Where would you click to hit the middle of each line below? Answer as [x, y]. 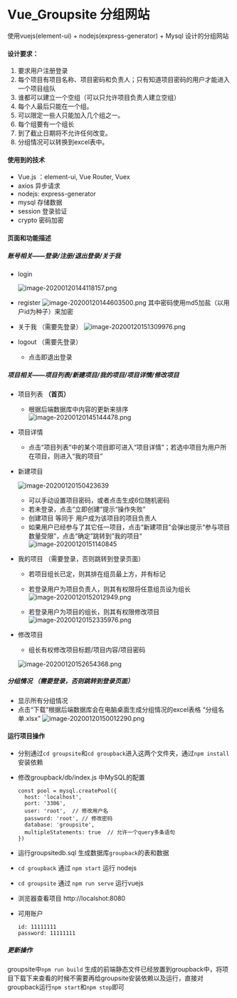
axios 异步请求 [39, 186]
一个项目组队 [36, 89]
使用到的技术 [26, 160]
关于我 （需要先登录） [50, 326]
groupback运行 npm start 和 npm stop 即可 [66, 987]
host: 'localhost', [53, 797]
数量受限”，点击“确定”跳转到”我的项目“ [85, 535]
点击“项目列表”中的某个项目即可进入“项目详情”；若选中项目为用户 [124, 447]
